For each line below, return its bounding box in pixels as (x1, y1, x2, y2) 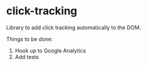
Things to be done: (6, 35, 53, 42)
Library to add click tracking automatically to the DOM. (6, 24, 141, 31)
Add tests (14, 53, 39, 60)
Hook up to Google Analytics (14, 47, 86, 54)
